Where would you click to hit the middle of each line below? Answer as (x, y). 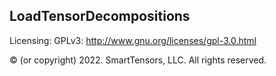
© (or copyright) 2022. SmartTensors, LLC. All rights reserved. (138, 60)
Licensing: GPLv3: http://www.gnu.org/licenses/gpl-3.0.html (133, 40)
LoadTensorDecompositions (100, 16)
